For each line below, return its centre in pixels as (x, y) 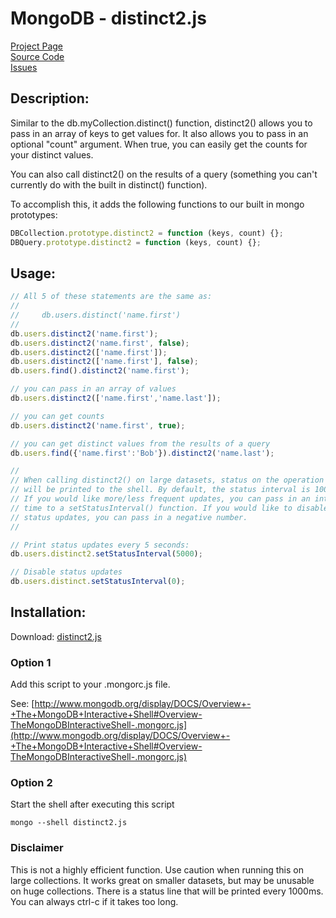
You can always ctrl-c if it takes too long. (94, 901)
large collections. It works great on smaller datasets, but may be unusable (162, 880)
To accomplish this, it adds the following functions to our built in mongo (157, 204)
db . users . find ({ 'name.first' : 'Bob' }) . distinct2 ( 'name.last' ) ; (142, 453)
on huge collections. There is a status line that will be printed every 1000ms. (167, 891)
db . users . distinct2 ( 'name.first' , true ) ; (98, 425)
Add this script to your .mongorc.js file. (90, 684)
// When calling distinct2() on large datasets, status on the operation (167, 480)
